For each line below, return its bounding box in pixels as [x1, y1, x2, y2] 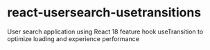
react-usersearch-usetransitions [7, 5, 202, 21]
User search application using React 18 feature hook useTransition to [7, 27, 204, 36]
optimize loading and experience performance [7, 34, 140, 42]
